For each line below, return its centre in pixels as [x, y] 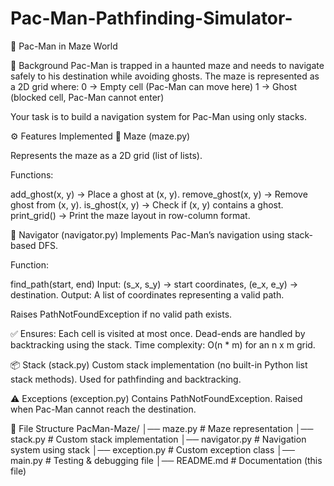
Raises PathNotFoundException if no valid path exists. [121, 314]
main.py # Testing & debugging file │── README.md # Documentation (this [166, 460]
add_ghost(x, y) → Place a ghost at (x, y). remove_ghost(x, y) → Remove [159, 194]
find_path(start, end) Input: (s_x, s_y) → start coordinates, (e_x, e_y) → [154, 284]
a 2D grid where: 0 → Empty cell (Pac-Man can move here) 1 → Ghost [154, 86]
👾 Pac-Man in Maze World [64, 46]
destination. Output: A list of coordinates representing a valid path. [147, 294]
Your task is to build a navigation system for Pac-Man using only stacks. [159, 116]
